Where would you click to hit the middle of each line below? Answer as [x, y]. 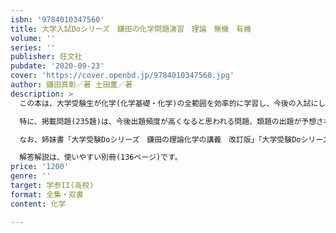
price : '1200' [40, 167]
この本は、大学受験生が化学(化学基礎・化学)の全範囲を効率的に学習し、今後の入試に [169, 103]
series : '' [33, 47]
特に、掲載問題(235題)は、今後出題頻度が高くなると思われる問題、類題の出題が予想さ [172, 121]
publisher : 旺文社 [46, 57]
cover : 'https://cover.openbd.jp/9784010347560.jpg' [122, 76]
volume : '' [33, 38]
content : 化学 [38, 204]
